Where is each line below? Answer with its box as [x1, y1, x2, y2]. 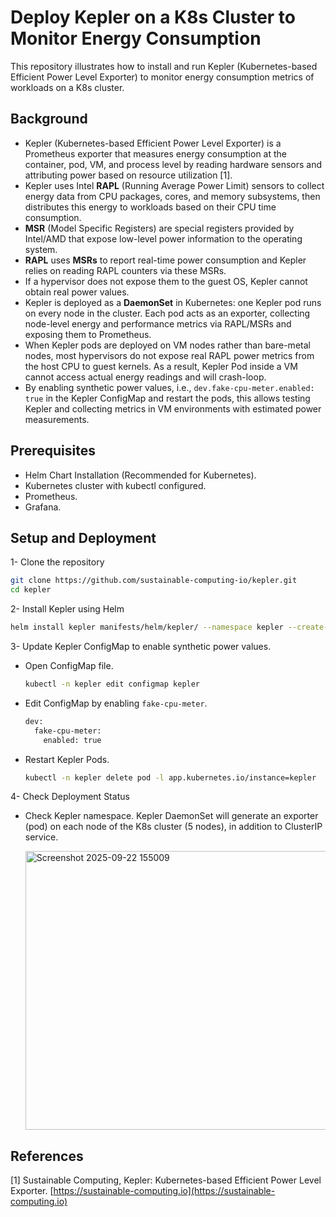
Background [10, 111, 88, 128]
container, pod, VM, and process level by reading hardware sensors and [24, 158, 323, 170]
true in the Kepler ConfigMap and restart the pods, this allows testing [24, 392, 311, 404]
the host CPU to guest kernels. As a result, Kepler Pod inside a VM [24, 360, 298, 372]
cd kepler [10, 585, 52, 595]
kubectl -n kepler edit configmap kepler [24, 679, 201, 689]
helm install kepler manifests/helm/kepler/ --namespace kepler [10, 622, 284, 633]
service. [24, 831, 59, 843]
